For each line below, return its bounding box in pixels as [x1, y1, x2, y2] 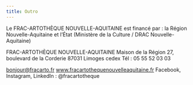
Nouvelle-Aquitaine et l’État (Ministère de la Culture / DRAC [6, 30, 149, 38]
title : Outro [6, 8, 38, 15]
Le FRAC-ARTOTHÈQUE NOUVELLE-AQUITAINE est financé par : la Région [6, 25, 187, 32]
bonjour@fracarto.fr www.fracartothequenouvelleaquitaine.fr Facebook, [6, 66, 181, 73]
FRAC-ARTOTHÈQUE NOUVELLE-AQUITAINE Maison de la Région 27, [6, 48, 174, 56]
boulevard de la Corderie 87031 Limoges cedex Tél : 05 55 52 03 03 [6, 55, 171, 62]
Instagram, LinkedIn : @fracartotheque [6, 72, 100, 79]
